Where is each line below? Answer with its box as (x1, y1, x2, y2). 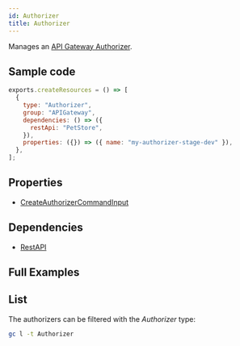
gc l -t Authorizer (8, 330, 74, 338)
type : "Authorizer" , (23, 102, 92, 110)
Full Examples (8, 265, 80, 279)
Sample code (8, 65, 76, 78)
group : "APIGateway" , (23, 108, 95, 117)
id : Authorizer (8, 11, 60, 20)
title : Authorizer (8, 19, 70, 27)
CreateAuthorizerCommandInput (19, 197, 129, 206)
